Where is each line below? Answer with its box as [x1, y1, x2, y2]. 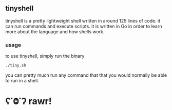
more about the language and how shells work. [5, 28, 105, 35]
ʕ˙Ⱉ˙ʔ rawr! [5, 96, 52, 107]
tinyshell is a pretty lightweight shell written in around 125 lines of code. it [5, 17, 161, 24]
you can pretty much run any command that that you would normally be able [5, 72, 167, 78]
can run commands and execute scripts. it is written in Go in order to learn [5, 23, 162, 29]
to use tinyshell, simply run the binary [5, 53, 85, 59]
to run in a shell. [5, 77, 40, 83]
